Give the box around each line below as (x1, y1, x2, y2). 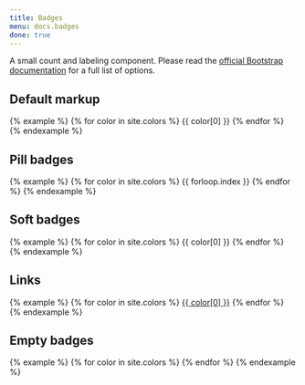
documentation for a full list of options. (9, 65, 155, 76)
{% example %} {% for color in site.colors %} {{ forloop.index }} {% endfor (9, 176, 290, 187)
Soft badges (9, 212, 80, 228)
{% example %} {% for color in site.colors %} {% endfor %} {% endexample (9, 357, 296, 368)
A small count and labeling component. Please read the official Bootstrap (9, 56, 284, 67)
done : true (9, 30, 51, 39)
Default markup (9, 91, 100, 107)
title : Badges (9, 13, 64, 23)
